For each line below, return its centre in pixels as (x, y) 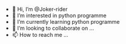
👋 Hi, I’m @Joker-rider (40, 9)
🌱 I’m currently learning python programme (66, 22)
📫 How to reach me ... (40, 35)
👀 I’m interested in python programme (59, 15)
